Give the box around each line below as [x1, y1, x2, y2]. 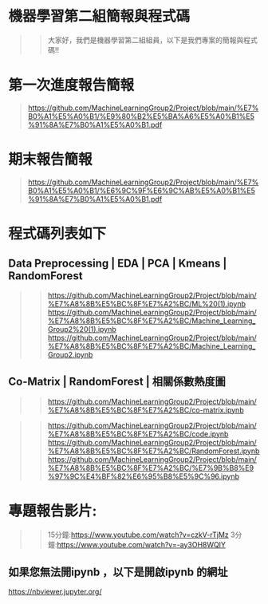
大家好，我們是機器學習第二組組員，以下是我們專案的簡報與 [47, 35, 244, 45]
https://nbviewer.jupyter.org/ [8, 587, 102, 597]
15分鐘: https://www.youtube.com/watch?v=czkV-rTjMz [47, 530, 229, 539]
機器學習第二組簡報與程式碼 [8, 7, 191, 26]
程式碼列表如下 [8, 225, 107, 243]
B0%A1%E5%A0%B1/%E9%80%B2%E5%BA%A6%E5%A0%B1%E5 [27, 111, 255, 120]
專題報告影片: [8, 502, 97, 519]
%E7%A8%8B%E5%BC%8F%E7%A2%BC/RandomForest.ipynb [47, 446, 260, 456]
